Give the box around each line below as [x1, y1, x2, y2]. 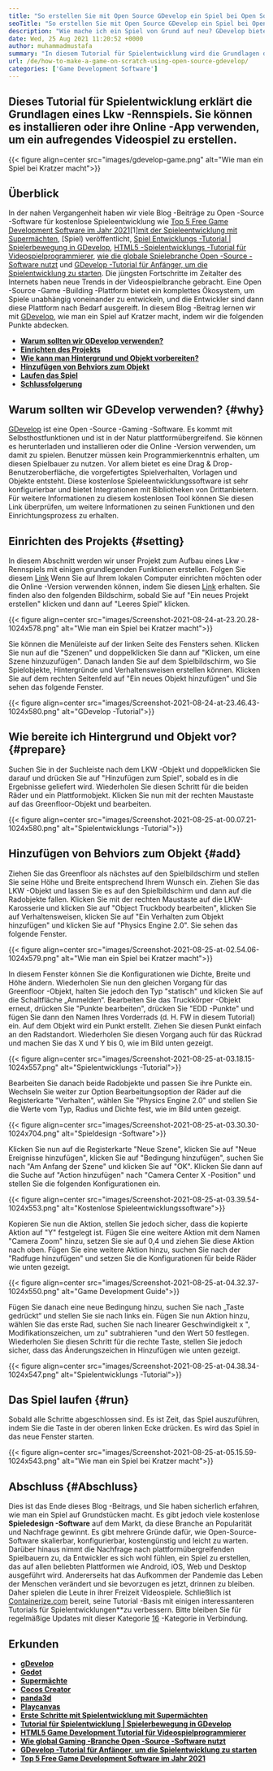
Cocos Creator [19, 1685, 71, 1695]
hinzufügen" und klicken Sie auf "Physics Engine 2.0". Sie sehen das [8, 920, 238, 930]
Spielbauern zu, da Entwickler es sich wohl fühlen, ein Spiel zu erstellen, [8, 1553, 251, 1563]
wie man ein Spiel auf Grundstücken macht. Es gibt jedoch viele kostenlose [8, 1510, 260, 1520]
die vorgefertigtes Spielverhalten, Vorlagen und [78, 468, 237, 478]
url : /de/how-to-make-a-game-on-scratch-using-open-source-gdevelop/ [8, 58, 249, 66]
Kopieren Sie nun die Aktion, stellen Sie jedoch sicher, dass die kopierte [8, 1219, 249, 1228]
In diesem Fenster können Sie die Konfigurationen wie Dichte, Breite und [8, 968, 251, 979]
